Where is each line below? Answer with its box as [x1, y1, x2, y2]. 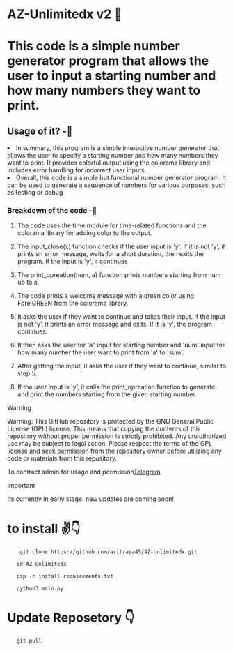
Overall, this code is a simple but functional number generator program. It [16, 174, 227, 182]
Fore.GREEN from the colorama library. [17, 299, 129, 308]
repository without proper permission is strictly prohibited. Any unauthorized [7, 432, 227, 440]
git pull [16, 638, 42, 645]
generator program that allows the [7, 53, 209, 69]
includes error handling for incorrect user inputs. [7, 166, 147, 174]
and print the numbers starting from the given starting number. [17, 390, 197, 398]
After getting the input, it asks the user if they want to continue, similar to [17, 362, 227, 371]
